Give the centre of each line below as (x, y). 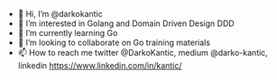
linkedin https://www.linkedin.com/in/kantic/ (100, 66)
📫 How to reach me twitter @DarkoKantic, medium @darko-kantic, (143, 53)
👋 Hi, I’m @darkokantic (60, 14)
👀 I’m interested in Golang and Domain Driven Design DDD (126, 23)
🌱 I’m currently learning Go (68, 33)
